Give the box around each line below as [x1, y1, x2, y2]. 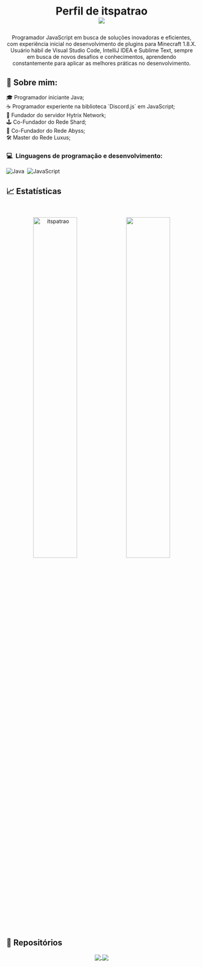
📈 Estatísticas [6, 186, 62, 196]
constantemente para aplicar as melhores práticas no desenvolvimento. [12, 59, 191, 67]
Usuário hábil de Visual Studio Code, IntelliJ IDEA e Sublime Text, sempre [10, 47, 194, 54]
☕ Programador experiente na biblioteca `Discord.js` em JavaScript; [6, 103, 175, 110]
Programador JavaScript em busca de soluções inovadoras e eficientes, [11, 34, 192, 41]
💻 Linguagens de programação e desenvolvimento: [6, 152, 163, 160]
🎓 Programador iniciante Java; [6, 94, 85, 101]
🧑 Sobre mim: [6, 77, 58, 87]
